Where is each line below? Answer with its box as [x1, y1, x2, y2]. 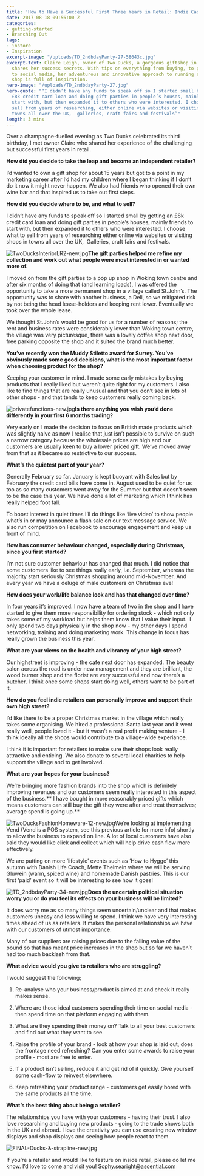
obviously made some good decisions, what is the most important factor [6, 356, 193, 363]
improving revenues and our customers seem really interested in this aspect [6, 788, 196, 796]
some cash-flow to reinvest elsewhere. [15, 1072, 113, 1079]
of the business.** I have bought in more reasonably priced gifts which [6, 795, 183, 802]
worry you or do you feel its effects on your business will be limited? [6, 895, 182, 902]
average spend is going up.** [6, 808, 80, 815]
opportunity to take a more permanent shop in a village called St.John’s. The [6, 287, 197, 295]
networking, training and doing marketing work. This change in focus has [6, 629, 189, 636]
